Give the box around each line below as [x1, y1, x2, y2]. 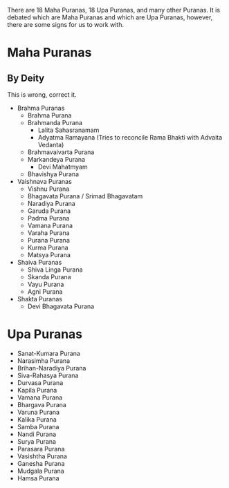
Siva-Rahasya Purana [17, 371, 79, 379]
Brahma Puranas [17, 104, 65, 112]
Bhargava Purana [17, 400, 67, 409]
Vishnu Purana [27, 185, 70, 193]
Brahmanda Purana [27, 119, 83, 126]
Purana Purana [27, 236, 71, 244]
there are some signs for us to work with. [7, 21, 125, 28]
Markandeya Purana [27, 156, 85, 163]
